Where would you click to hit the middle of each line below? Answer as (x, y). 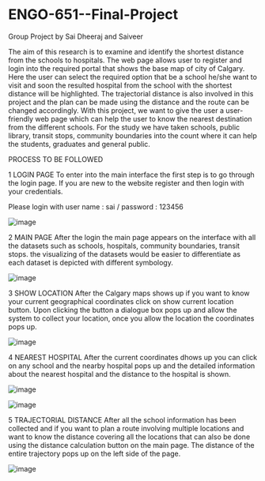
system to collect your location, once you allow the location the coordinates (131, 318)
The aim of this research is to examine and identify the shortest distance (126, 51)
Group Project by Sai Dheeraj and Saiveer (76, 36)
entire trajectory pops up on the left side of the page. (95, 453)
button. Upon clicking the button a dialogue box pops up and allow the (123, 310)
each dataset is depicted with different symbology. (91, 262)
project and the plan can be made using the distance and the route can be (129, 102)
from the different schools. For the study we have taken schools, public (124, 127)
